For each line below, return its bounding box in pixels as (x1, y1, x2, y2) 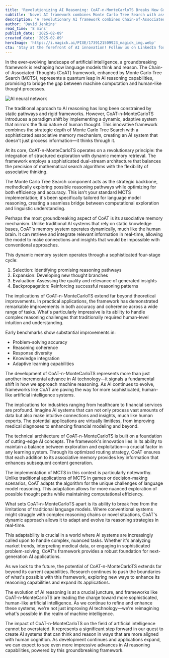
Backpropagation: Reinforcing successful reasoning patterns (12, 283, 138, 289)
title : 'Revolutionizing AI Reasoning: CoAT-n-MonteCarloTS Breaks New (5, 7, 158, 13)
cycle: (5, 257, 18, 263)
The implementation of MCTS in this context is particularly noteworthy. (5, 469, 152, 475)
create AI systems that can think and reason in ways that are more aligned (5, 631, 159, 637)
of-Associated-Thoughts (5, 69, 56, 76)
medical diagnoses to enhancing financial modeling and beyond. (5, 423, 139, 429)
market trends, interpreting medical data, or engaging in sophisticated (5, 542, 150, 548)
